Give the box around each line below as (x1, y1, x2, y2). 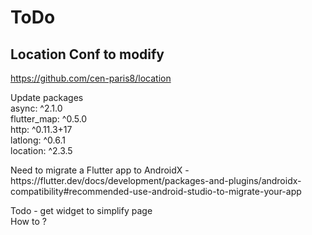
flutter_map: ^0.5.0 (10, 113, 88, 125)
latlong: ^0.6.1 (10, 134, 66, 146)
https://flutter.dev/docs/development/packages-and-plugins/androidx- (10, 175, 302, 186)
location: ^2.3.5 (10, 145, 73, 156)
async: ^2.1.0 (10, 102, 63, 114)
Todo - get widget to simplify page (10, 205, 153, 216)
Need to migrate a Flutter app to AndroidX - (10, 164, 190, 176)
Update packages (10, 92, 84, 103)
